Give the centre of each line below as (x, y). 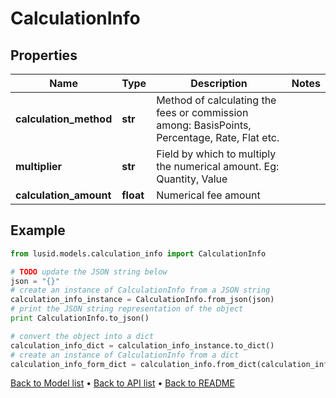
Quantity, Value (192, 179)
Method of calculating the (216, 100)
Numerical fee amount (208, 195)
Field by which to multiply (216, 154)
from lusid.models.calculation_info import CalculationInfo (138, 253)
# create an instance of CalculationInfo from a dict (125, 355)
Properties (44, 55)
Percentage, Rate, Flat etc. (218, 137)
